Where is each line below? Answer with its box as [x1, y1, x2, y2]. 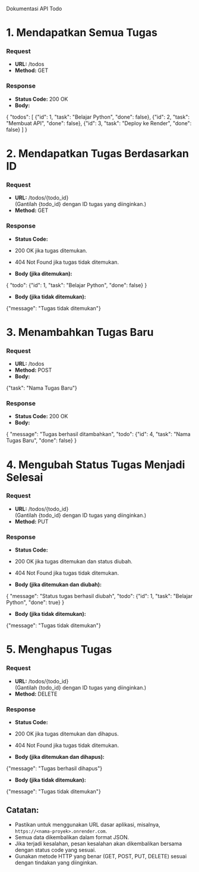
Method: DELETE [14, 690, 58, 697]
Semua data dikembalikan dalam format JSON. [14, 833, 129, 840]
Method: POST [14, 366, 52, 374]
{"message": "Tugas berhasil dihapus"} [6, 765, 103, 772]
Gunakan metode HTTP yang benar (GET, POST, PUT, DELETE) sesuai [14, 852, 187, 859]
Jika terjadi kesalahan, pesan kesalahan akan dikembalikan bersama [14, 840, 182, 847]
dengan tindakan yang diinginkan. [14, 859, 98, 866]
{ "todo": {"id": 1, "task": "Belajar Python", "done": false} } [6, 281, 147, 288]
